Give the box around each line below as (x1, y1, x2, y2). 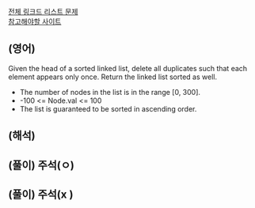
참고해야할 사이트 (8, 17, 62, 26)
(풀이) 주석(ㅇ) (8, 158, 75, 172)
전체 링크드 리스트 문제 (8, 7, 78, 16)
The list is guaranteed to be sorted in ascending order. (19, 104, 197, 113)
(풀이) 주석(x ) (8, 187, 74, 201)
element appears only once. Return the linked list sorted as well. (8, 72, 218, 81)
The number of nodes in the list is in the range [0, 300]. (19, 87, 200, 96)
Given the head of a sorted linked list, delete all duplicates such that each (8, 63, 248, 73)
